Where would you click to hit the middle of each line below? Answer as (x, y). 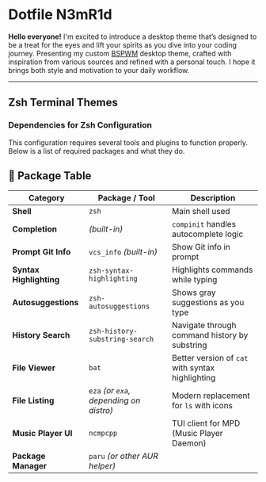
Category (47, 198)
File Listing (33, 400)
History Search (41, 335)
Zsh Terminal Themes (63, 103)
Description (213, 198)
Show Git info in (201, 247)
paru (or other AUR (123, 456)
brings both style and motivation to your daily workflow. (99, 70)
